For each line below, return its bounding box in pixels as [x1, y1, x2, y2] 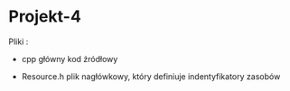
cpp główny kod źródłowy [21, 53, 118, 64]
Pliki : [8, 36, 29, 47]
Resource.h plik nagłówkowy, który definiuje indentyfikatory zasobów [21, 70, 281, 82]
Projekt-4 [8, 6, 82, 27]
